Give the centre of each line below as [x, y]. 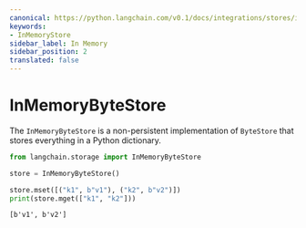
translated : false [44, 60]
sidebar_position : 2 [49, 52]
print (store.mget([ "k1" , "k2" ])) [73, 198]
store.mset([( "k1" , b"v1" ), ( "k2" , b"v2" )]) [95, 190]
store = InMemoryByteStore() [65, 173]
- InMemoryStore [40, 35]
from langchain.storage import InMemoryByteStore [106, 157]
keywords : [28, 26]
